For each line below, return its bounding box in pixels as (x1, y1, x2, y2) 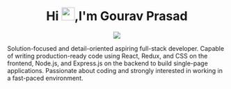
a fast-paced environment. (7, 74, 83, 82)
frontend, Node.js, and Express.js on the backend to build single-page (7, 59, 209, 67)
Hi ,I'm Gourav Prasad (46, 8, 188, 24)
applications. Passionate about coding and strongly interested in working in (7, 66, 223, 74)
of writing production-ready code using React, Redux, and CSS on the (7, 51, 208, 60)
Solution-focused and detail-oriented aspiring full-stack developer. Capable (7, 44, 225, 52)
